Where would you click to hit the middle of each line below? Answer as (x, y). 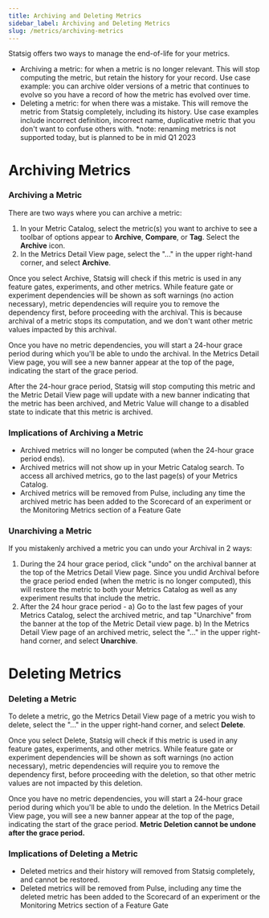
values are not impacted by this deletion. (75, 783)
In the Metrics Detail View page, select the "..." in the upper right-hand (136, 253)
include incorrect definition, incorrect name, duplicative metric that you (137, 121)
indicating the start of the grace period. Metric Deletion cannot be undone (132, 824)
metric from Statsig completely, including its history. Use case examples (139, 112)
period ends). (42, 459)
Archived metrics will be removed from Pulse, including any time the (132, 493)
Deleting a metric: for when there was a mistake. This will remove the (134, 103)
